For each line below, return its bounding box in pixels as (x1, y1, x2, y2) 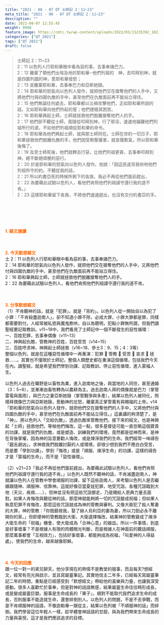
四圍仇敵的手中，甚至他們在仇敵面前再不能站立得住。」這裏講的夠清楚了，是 (5, 411, 157, 417)
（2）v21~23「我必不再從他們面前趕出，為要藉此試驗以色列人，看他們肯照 (5, 465, 155, 471)
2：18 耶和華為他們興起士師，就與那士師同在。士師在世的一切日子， (17, 130, 154, 137)
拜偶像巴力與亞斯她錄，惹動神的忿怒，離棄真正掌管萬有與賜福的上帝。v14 (9, 398, 158, 404)
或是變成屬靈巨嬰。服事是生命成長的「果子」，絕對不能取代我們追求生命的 (5, 590, 153, 596)
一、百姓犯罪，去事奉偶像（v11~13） (5, 333, 78, 338)
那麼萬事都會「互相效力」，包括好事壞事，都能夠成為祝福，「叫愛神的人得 (5, 532, 150, 538)
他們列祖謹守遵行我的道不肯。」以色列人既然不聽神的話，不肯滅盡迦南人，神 (5, 471, 157, 477)
